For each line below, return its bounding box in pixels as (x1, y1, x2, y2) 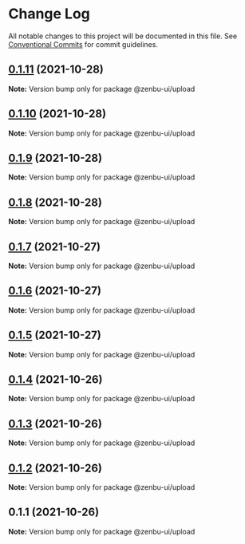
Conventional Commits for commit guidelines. (8, 39, 158, 49)
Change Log (8, 5, 90, 23)
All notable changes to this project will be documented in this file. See (8, 31, 238, 41)
